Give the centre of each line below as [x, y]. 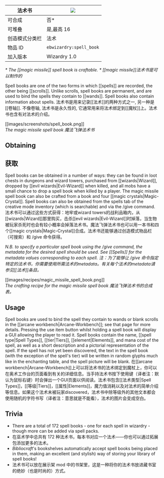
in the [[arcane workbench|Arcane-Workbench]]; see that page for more [78, 325]
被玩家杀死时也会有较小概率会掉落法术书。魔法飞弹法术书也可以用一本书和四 [82, 225]
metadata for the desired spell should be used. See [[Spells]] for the [74, 252]
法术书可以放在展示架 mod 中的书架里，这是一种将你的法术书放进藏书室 [84, 464]
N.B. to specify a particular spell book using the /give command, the [74, 247]
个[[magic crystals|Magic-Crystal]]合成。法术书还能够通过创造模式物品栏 [79, 231]
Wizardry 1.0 [61, 57]
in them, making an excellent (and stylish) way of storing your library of [84, 454]
